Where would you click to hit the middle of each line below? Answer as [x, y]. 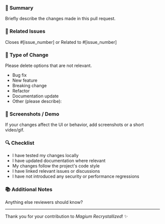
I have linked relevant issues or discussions [56, 171]
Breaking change [29, 85]
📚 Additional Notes [29, 190]
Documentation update [35, 96]
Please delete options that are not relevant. [49, 65]
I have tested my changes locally [45, 156]
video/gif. [15, 130]
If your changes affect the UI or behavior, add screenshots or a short [74, 125]
